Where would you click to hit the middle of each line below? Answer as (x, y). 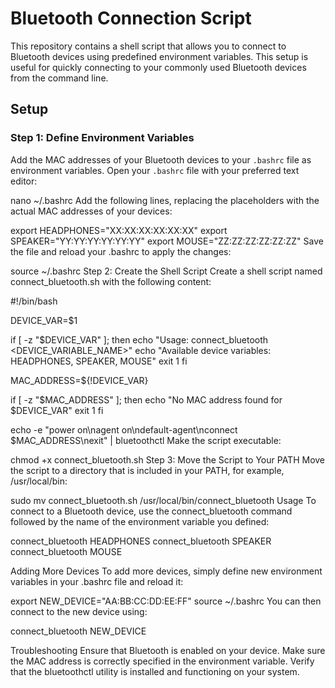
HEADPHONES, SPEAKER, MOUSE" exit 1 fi (99, 361)
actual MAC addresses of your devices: (91, 211)
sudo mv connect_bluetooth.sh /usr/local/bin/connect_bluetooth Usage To (163, 500)
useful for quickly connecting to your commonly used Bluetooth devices (158, 67)
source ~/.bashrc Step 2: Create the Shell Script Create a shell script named (166, 271)
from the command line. (59, 78)
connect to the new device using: (79, 611)
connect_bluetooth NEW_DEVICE (78, 631)
